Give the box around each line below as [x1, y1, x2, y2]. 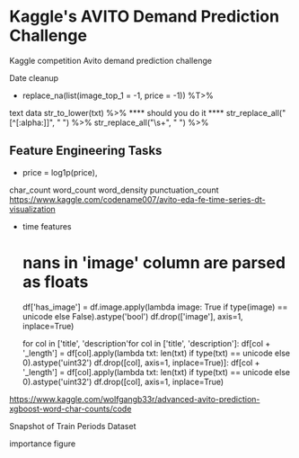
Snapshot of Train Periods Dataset [9, 420, 136, 431]
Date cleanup [9, 72, 59, 83]
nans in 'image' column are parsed [22, 252, 286, 273]
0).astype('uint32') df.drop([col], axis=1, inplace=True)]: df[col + [22, 357, 260, 368]
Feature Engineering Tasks [9, 143, 163, 158]
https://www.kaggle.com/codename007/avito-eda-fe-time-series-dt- [9, 193, 267, 204]
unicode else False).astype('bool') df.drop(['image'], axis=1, [22, 310, 244, 321]
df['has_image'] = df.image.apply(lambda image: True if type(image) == [22, 301, 288, 312]
